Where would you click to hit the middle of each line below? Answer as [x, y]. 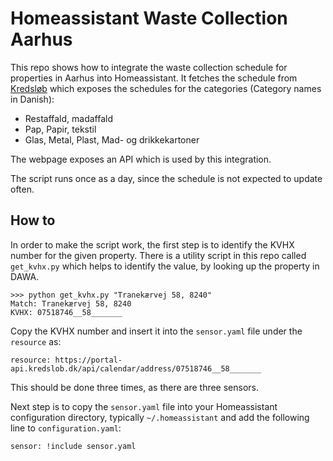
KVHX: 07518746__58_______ [66, 312]
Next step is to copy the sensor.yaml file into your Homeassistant [144, 406]
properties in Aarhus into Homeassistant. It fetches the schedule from [154, 78]
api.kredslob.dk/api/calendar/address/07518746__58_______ [136, 368]
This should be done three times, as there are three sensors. [135, 387]
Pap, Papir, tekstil [60, 129]
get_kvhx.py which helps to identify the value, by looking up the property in [165, 266]
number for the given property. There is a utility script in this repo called [158, 255]
